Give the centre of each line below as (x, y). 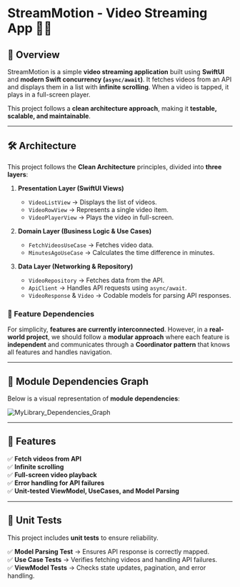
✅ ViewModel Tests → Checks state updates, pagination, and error (107, 567)
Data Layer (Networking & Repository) (75, 266)
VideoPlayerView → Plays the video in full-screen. (101, 217)
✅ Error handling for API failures (56, 483)
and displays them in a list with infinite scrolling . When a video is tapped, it (118, 87)
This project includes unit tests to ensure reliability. (83, 538)
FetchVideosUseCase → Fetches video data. (91, 245)
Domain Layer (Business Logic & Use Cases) (85, 231)
